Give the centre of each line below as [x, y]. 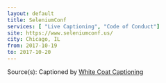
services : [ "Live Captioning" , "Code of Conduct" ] [83, 26]
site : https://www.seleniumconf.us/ [60, 33]
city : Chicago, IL [34, 39]
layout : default [31, 13]
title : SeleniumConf [37, 20]
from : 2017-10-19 [32, 46]
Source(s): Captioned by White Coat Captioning [75, 72]
